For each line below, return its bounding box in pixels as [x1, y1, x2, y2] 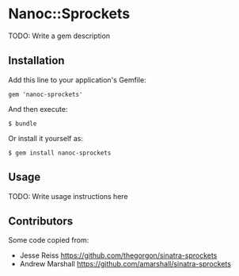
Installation [8, 54, 65, 67]
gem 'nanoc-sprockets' [8, 90, 83, 98]
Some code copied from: [8, 236, 89, 245]
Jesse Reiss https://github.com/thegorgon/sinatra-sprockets [19, 251, 218, 260]
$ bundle [8, 120, 37, 128]
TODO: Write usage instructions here [8, 191, 128, 201]
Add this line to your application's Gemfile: [8, 75, 146, 84]
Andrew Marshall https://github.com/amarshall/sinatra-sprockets [19, 259, 232, 269]
